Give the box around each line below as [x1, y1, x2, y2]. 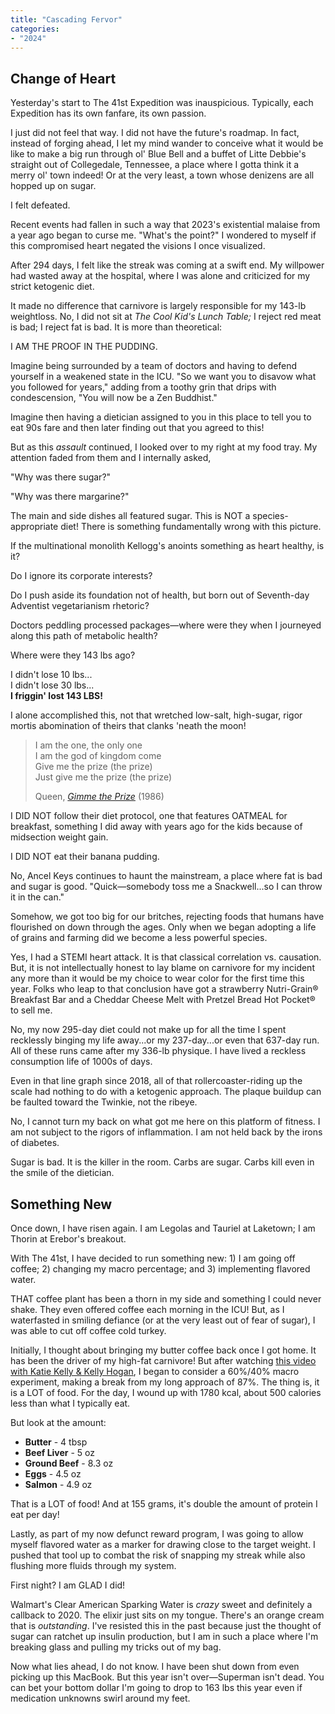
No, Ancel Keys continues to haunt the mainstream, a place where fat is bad [10, 870, 323, 882]
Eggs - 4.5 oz [24, 1468, 82, 1480]
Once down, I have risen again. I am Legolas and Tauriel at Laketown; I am [10, 1222, 316, 1234]
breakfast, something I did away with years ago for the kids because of [10, 821, 303, 833]
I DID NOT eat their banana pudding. [10, 851, 160, 863]
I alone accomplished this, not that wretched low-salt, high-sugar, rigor [10, 709, 303, 721]
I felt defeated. [10, 199, 71, 211]
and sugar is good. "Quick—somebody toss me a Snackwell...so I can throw [10, 881, 323, 893]
